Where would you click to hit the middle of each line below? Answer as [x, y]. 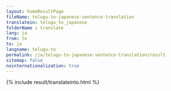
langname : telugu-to [31, 50]
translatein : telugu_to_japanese [47, 22]
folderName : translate [35, 28]
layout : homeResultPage [35, 11]
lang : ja [17, 33]
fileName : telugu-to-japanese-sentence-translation [70, 17]
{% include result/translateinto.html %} [53, 82]
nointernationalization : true [43, 66]
